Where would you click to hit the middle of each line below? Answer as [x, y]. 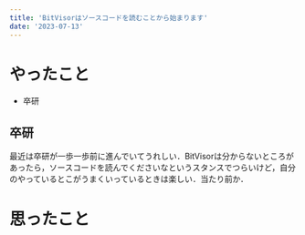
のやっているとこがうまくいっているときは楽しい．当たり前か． [129, 179]
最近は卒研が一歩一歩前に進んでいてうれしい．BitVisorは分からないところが [152, 157]
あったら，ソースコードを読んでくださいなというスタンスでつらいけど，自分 [153, 168]
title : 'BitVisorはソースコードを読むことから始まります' [109, 18]
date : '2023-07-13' [47, 26]
